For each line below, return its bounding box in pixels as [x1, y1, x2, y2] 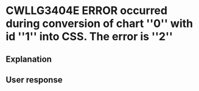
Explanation [5, 54, 52, 64]
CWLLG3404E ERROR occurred [5, 4, 168, 18]
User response [5, 75, 63, 85]
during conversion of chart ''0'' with [5, 16, 193, 31]
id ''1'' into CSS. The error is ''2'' [5, 30, 173, 43]
